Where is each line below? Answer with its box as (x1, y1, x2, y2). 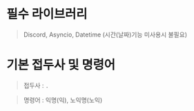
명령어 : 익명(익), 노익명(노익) (23, 96, 103, 104)
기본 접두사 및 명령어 (6, 57, 115, 73)
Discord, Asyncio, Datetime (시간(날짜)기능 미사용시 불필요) (23, 30, 188, 39)
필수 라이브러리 (6, 6, 88, 22)
